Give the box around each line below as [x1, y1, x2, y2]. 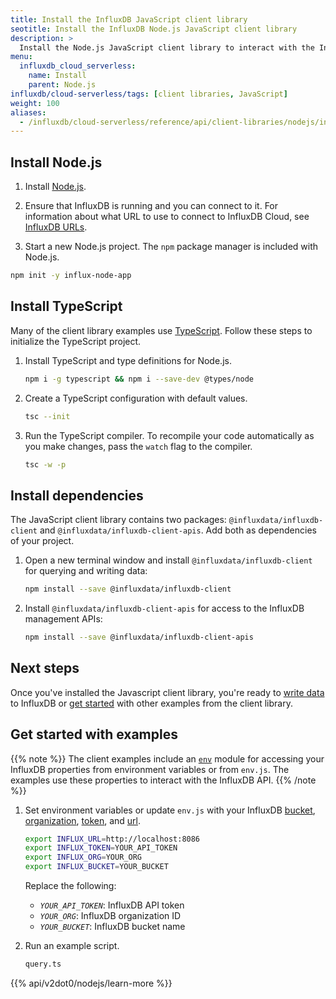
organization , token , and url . [24, 814, 142, 826]
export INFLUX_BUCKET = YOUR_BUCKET [24, 862, 169, 872]
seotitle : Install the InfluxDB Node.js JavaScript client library [10, 24, 298, 34]
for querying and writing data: [24, 565, 148, 577]
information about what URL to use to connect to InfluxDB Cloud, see [24, 211, 310, 223]
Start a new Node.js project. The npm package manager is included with [24, 241, 319, 253]
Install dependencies [10, 487, 144, 504]
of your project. [10, 535, 75, 547]
